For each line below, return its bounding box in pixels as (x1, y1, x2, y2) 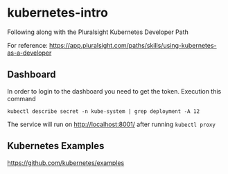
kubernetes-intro (7, 5, 109, 21)
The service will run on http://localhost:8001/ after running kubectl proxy (7, 120, 216, 128)
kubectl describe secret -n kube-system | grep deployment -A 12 (7, 107, 200, 115)
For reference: (7, 41, 49, 49)
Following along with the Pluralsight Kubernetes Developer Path (7, 28, 188, 36)
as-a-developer (7, 49, 52, 57)
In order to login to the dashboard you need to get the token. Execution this (7, 87, 222, 95)
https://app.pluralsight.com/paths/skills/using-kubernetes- (49, 41, 217, 49)
